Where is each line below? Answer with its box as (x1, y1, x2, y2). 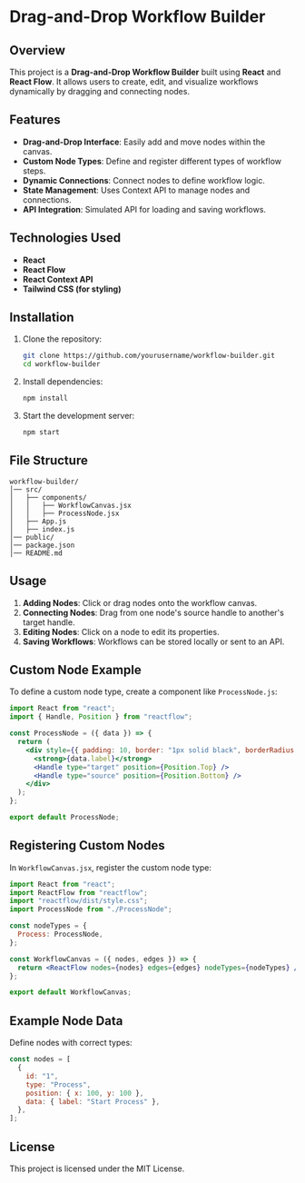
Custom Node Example (9, 661, 143, 678)
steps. (22, 165, 46, 176)
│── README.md (9, 548, 64, 558)
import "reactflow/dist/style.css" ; (9, 897, 148, 906)
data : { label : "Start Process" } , (25, 1097, 161, 1106)
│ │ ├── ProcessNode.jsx (9, 509, 120, 518)
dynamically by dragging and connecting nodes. (9, 86, 191, 96)
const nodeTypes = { (9, 921, 88, 930)
